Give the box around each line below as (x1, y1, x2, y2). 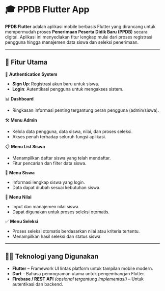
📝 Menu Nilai (5, 194, 32, 200)
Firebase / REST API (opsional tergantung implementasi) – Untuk (12, 276, 144, 282)
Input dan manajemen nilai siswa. (12, 203, 80, 209)
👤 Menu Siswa (5, 169, 35, 175)
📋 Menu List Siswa (5, 143, 45, 149)
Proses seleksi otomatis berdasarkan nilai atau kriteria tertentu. (12, 228, 140, 234)
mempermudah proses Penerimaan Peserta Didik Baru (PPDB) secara (5, 29, 148, 34)
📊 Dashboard (5, 96, 34, 101)
